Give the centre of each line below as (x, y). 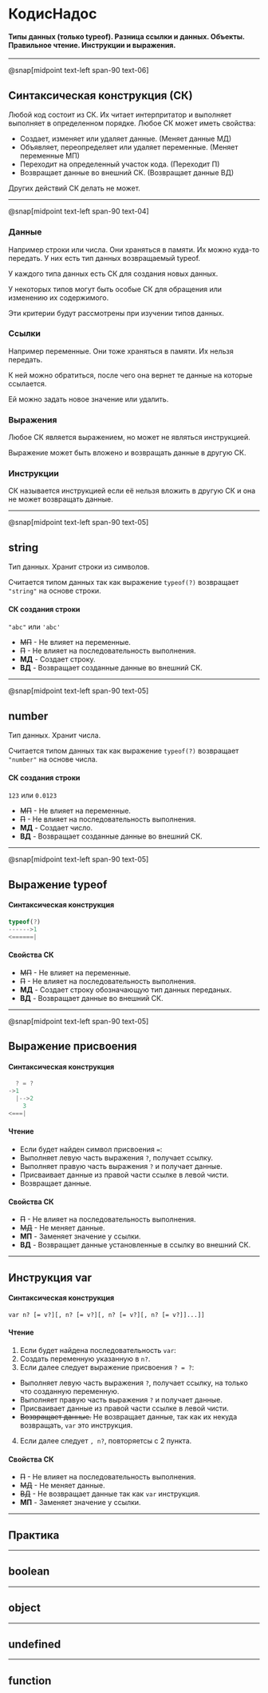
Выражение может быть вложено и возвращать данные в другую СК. (127, 453)
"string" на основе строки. (55, 591)
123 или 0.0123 (33, 795)
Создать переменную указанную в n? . (85, 1359)
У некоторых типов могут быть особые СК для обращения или (115, 289)
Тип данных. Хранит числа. (55, 735)
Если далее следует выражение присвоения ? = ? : (107, 1367)
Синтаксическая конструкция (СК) (100, 96)
